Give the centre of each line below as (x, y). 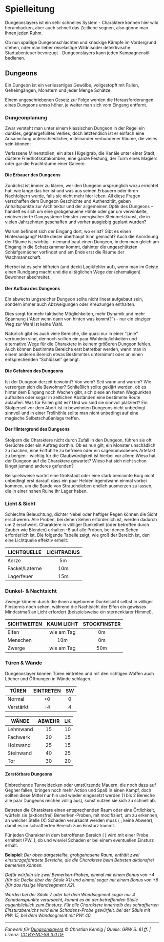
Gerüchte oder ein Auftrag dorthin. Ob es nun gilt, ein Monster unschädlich (80, 445)
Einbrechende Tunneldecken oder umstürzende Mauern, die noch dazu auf (81, 785)
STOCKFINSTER (102, 624)
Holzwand (19, 745)
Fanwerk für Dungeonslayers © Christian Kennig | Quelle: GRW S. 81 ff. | (78, 929)
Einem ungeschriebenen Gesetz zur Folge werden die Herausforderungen (79, 100)
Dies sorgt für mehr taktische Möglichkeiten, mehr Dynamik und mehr (75, 314)
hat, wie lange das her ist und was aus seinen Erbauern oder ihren (72, 191)
